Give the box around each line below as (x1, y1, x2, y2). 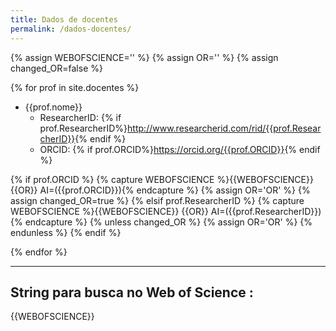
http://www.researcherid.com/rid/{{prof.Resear (127, 122, 322, 134)
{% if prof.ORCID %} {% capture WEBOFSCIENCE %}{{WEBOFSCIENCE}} (10, 173, 314, 185)
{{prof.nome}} (24, 101, 83, 113)
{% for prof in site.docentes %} (10, 81, 140, 93)
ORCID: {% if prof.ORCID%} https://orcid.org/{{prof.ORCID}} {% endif (39, 143, 321, 155)
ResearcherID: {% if (39, 111, 122, 123)
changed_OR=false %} (10, 62, 103, 74)
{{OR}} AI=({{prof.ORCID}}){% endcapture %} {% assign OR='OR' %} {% (10, 184, 311, 196)
